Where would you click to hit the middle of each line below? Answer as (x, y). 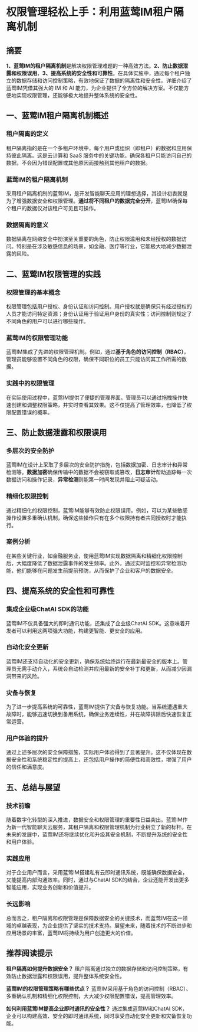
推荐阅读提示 (29, 953)
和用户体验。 (22, 842)
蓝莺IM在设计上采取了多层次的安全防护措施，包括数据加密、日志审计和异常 (97, 465)
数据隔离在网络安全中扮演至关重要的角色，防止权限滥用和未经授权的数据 (94, 239)
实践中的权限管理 (30, 383)
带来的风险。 (27, 676)
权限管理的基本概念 (33, 292)
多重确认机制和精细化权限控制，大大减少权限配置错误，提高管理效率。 (91, 996)
